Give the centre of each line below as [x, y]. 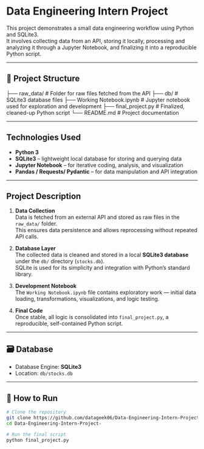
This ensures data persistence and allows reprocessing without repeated [106, 230]
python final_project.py [38, 440]
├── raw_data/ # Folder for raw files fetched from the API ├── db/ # [92, 93]
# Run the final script [36, 434]
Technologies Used [43, 138]
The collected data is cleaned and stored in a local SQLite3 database [102, 255]
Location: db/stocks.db [44, 373]
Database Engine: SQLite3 [48, 367]
